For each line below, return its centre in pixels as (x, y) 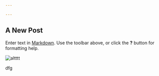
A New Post (24, 30)
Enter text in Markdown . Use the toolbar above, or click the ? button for (80, 43)
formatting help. (22, 48)
